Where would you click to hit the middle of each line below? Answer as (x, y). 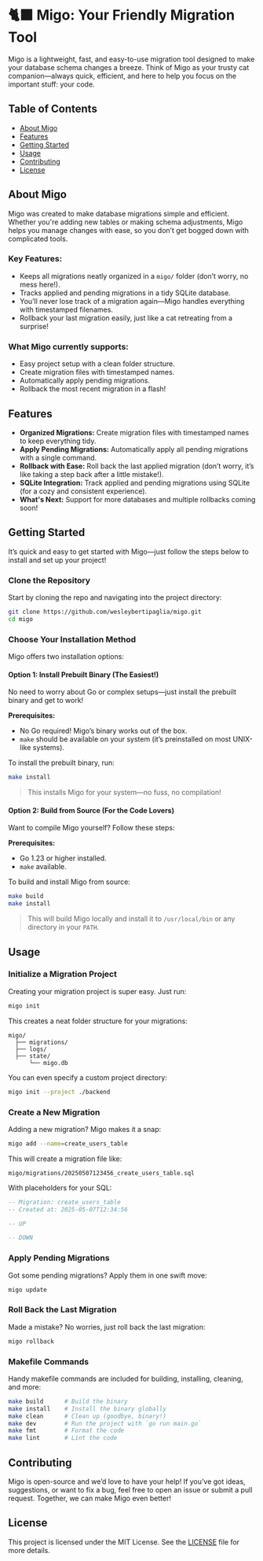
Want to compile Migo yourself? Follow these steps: (91, 828)
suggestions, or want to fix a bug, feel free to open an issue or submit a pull (130, 1489)
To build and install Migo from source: (69, 882)
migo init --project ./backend (59, 1092)
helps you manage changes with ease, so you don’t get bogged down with (129, 230)
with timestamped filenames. (66, 309)
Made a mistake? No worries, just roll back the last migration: (107, 1326)
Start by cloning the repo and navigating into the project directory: (115, 597)
